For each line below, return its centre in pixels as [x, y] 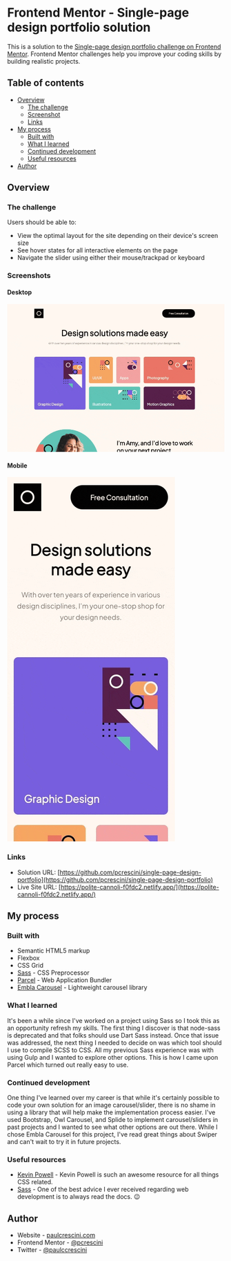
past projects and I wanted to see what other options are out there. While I [113, 1127]
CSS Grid [30, 966]
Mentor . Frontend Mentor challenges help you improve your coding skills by [114, 54]
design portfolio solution [79, 27]
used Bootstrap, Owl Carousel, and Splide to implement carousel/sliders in [113, 1120]
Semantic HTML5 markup [53, 951]
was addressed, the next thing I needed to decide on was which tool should [114, 1042]
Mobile [17, 466]
